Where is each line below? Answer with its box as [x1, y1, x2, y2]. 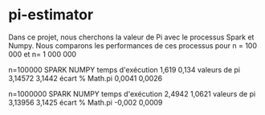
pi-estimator [8, 6, 94, 24]
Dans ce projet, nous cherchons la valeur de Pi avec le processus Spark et [8, 32, 255, 42]
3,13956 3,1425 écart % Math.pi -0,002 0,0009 [8, 97, 163, 107]
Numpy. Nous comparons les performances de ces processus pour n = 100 [8, 40, 257, 50]
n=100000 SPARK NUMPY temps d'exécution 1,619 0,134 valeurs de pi [8, 64, 241, 74]
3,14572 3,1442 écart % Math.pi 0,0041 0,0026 [8, 73, 163, 83]
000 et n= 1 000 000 [8, 49, 77, 59]
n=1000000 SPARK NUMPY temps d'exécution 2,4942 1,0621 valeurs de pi [8, 88, 256, 98]
